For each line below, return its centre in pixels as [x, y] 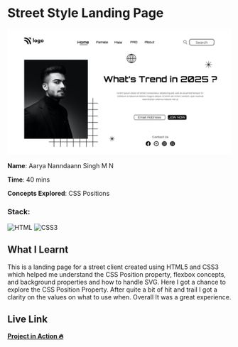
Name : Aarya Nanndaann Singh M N [60, 166]
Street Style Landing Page [86, 13]
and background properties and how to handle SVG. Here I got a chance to [117, 282]
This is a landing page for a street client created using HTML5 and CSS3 [113, 267]
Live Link [28, 319]
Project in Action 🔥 [36, 336]
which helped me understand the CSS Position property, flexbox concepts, [117, 274]
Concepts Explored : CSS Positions [59, 194]
